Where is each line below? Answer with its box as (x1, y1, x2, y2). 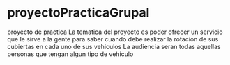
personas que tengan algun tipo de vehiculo (7, 50, 134, 58)
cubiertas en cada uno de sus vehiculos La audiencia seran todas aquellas (7, 42, 221, 50)
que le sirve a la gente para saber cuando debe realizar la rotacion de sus (7, 35, 219, 43)
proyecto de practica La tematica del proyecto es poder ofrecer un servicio (7, 28, 223, 36)
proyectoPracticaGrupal (7, 5, 150, 21)
